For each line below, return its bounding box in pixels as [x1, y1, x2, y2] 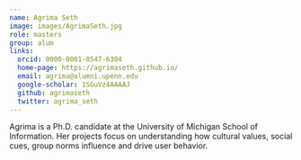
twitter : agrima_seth [17, 96, 99, 106]
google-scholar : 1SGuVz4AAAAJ [17, 80, 130, 89]
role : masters [9, 30, 63, 39]
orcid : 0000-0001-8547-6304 [17, 55, 123, 64]
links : [9, 47, 34, 56]
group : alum [9, 38, 54, 48]
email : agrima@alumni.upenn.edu [17, 72, 139, 81]
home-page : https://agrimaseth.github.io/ [17, 64, 179, 73]
